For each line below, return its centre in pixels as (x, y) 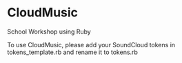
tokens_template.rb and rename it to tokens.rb (72, 52)
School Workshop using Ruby (49, 32)
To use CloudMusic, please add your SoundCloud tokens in (91, 45)
